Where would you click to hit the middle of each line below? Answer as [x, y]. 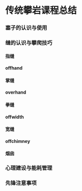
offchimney [18, 141]
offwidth [15, 117]
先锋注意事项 [21, 183]
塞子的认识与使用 [26, 28]
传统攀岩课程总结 [41, 10]
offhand [14, 68]
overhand [16, 92]
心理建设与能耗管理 [29, 168]
